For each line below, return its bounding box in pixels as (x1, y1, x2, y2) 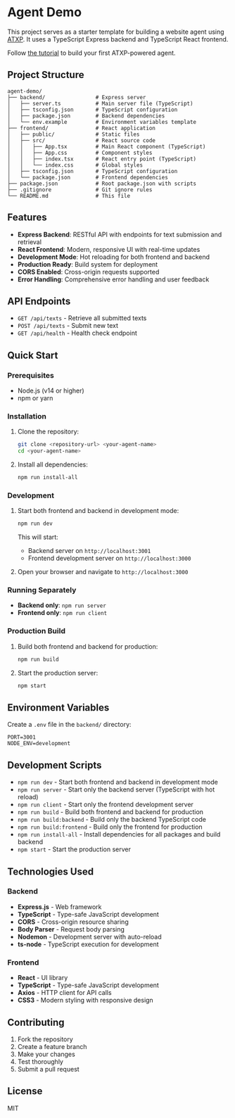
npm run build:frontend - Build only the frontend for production (17, 822, 203, 831)
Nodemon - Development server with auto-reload (17, 932, 162, 941)
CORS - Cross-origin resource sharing (17, 917, 129, 926)
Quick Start (7, 349, 58, 361)
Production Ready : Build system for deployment (17, 260, 158, 268)
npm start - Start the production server (17, 845, 132, 853)
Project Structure (7, 69, 84, 81)
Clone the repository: (17, 427, 80, 436)
